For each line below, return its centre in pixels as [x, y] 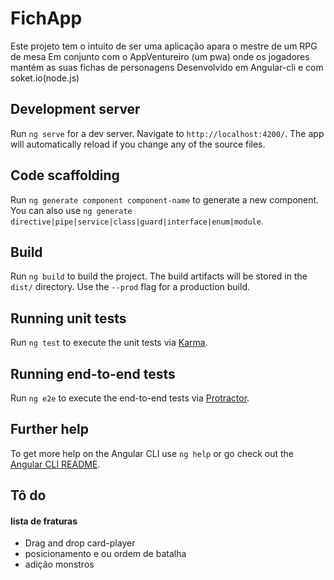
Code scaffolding [65, 175]
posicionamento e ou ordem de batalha [105, 554]
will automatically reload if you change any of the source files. [138, 144]
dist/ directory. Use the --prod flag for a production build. [130, 287]
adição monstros [59, 564]
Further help [50, 429]
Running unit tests [68, 318]
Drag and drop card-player [80, 543]
